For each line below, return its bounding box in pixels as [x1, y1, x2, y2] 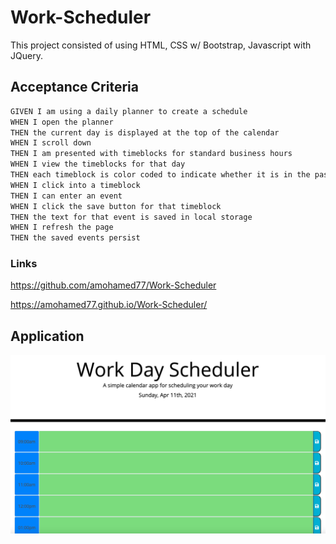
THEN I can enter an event [10, 191, 123, 201]
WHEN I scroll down [10, 138, 92, 148]
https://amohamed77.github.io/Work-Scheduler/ [10, 299, 208, 311]
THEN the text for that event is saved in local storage [10, 212, 253, 222]
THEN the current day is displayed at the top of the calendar [10, 127, 280, 138]
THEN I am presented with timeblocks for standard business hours [10, 149, 293, 159]
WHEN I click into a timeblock [10, 180, 141, 190]
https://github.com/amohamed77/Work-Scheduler [10, 279, 217, 291]
